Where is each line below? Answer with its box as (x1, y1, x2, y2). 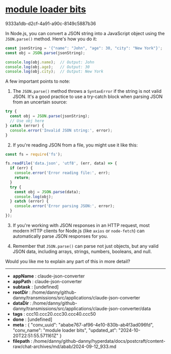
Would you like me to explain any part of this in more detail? (5, 258, 131, 264)
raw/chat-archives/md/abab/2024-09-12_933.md (12, 343, 117, 349)
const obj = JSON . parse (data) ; (14, 189, 81, 194)
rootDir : (12, 289, 31, 295)
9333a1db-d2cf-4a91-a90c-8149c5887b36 (5, 20, 96, 27)
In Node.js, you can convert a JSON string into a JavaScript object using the (5, 30, 165, 36)
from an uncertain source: (12, 99, 68, 105)
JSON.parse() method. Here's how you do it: (5, 36, 98, 42)
